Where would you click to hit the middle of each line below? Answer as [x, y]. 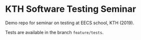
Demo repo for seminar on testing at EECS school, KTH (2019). [70, 23]
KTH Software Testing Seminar [71, 9]
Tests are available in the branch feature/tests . [54, 32]
